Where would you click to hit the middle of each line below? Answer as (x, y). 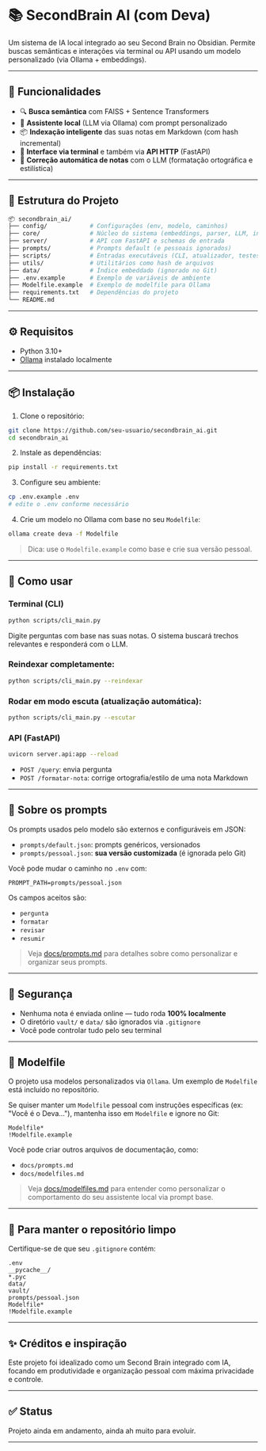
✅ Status (30, 1412)
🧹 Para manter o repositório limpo (92, 1230)
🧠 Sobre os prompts (58, 810)
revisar (32, 930)
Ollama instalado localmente (66, 359)
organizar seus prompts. (68, 962)
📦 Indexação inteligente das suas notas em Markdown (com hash (129, 131)
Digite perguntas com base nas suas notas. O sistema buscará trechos (123, 635)
